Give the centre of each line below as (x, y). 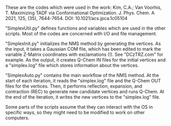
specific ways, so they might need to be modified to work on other (75, 112)
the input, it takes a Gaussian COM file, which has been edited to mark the (83, 49)
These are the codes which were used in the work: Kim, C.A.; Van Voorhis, (83, 7)
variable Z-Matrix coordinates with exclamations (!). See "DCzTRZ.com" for (84, 54)
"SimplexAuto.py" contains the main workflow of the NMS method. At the (82, 75)
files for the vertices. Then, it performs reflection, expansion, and (74, 86)
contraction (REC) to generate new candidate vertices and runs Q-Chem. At (85, 91)
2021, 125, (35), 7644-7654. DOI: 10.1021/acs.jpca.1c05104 (66, 18)
